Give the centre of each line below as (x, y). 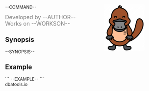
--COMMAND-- (21, 7)
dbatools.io (16, 84)
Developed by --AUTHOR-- (40, 17)
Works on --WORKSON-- (37, 24)
